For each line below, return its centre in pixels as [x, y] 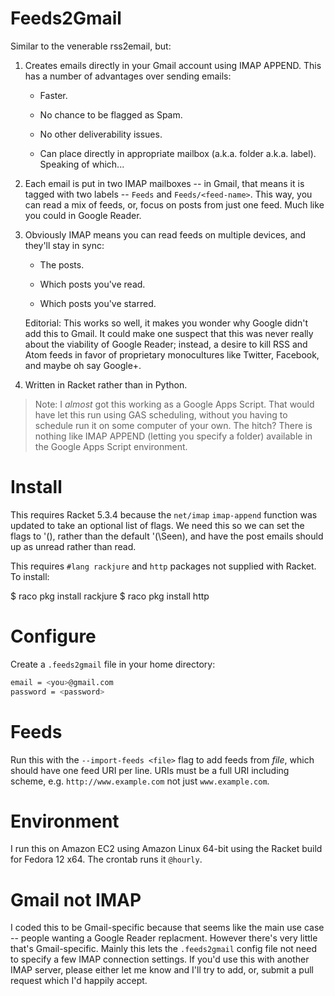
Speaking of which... [82, 164]
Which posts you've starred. [98, 303]
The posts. [62, 264]
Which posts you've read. [92, 284]
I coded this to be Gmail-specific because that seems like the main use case [167, 928]
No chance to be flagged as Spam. [111, 114]
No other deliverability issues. [101, 134]
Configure [53, 636]
